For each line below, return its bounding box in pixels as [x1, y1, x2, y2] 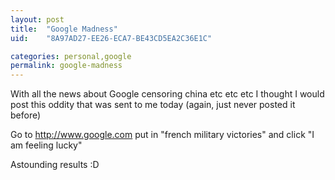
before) [10, 109, 42, 121]
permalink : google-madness [10, 61, 123, 71]
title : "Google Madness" [10, 24, 118, 34]
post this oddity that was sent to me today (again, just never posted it [10, 99, 296, 111]
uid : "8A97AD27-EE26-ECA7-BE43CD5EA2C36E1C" [10, 33, 213, 43]
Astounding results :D [10, 159, 100, 171]
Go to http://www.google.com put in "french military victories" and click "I [10, 129, 315, 141]
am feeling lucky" [10, 139, 83, 151]
